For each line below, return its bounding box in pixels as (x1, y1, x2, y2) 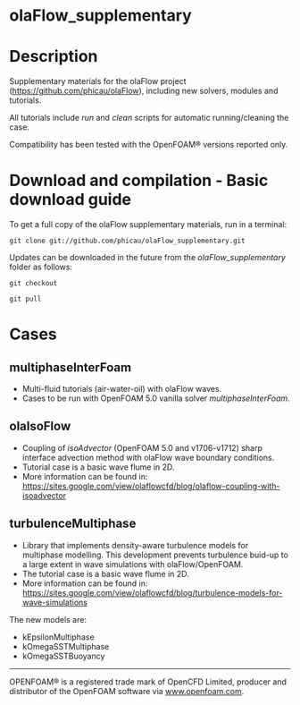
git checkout (9, 279, 58, 288)
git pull (9, 294, 42, 304)
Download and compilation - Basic (9, 171, 269, 191)
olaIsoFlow (9, 419, 71, 434)
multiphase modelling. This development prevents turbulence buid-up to (21, 549, 288, 560)
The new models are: (9, 614, 87, 624)
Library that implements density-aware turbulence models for (21, 539, 248, 550)
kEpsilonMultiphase (21, 632, 96, 642)
